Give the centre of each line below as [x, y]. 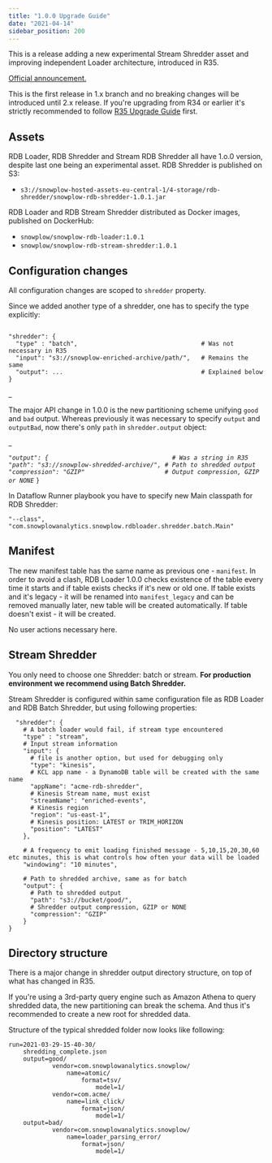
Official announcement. [47, 79]
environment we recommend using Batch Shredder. [97, 683]
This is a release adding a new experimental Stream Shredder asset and [129, 54]
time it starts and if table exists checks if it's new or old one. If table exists [132, 588]
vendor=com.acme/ [81, 1095]
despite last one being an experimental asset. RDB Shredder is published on [135, 165]
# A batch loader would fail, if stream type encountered [123, 730]
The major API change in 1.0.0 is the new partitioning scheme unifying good [133, 410]
